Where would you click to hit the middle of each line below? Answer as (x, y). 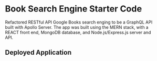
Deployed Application (38, 53)
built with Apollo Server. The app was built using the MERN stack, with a (77, 27)
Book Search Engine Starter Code (73, 9)
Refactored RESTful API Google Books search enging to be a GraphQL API (79, 22)
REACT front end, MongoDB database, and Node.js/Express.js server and (78, 32)
